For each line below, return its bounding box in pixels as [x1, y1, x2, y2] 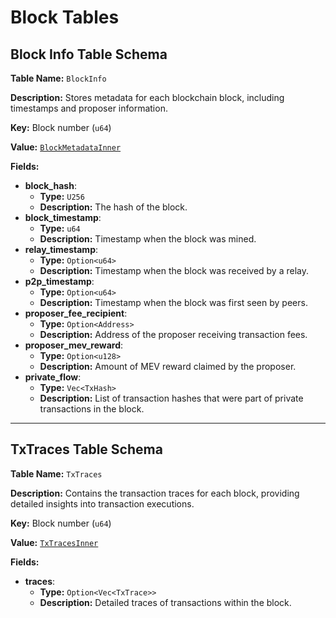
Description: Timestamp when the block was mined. [39, 233, 257, 245]
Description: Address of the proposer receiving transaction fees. [39, 329, 308, 340]
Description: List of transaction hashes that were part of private [39, 392, 304, 404]
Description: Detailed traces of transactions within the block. [39, 596, 292, 608]
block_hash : [24, 180, 77, 191]
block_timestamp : [24, 212, 102, 223]
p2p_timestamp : [24, 276, 95, 287]
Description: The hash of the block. [39, 201, 188, 213]
